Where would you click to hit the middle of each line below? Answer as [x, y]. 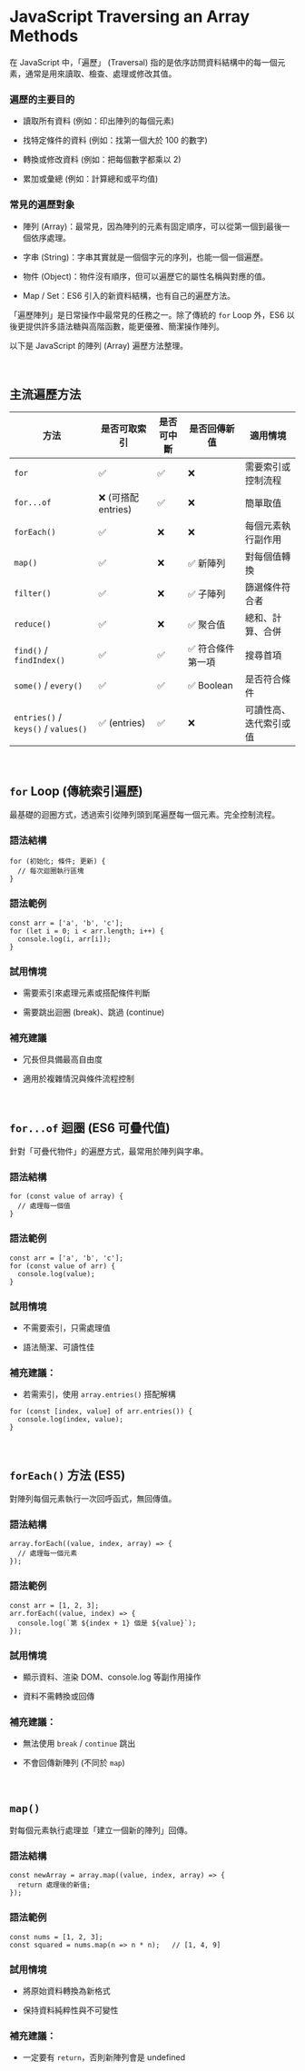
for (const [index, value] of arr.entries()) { [101, 1412]
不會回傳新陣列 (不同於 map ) [74, 1763]
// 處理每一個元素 [48, 1554]
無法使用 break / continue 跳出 [79, 1744]
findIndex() [40, 661]
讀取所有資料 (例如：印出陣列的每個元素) [98, 121]
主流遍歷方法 [45, 394]
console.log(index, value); [71, 1420]
